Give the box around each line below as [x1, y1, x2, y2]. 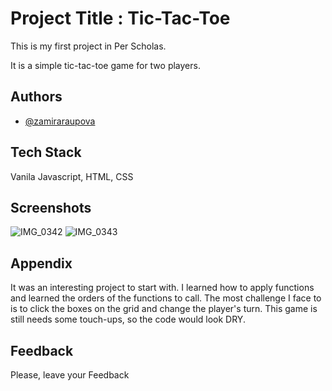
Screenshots [10, 199, 92, 216]
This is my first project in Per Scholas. [10, 40, 167, 52]
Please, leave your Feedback [10, 369, 130, 381]
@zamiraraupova [24, 115, 96, 127]
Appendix [10, 255, 73, 272]
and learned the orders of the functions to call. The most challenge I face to [10, 292, 322, 304]
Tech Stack [10, 144, 82, 161]
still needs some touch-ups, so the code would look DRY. [10, 313, 246, 326]
